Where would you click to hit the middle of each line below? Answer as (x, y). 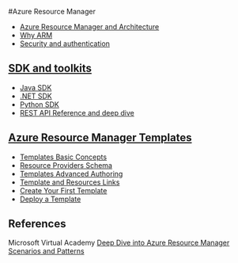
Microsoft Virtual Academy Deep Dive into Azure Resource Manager (119, 243)
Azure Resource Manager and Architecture (89, 27)
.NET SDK (36, 96)
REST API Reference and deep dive (77, 112)
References (37, 224)
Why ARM (36, 35)
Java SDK (36, 87)
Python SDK (39, 104)
